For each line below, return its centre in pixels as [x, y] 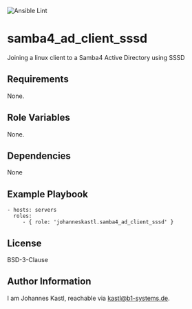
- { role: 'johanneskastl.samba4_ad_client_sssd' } [98, 222]
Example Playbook [47, 194]
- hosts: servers [32, 210]
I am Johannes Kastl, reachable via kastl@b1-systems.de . [88, 298]
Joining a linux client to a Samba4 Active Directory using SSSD [96, 57]
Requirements [38, 79]
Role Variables [39, 118]
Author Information [49, 282]
